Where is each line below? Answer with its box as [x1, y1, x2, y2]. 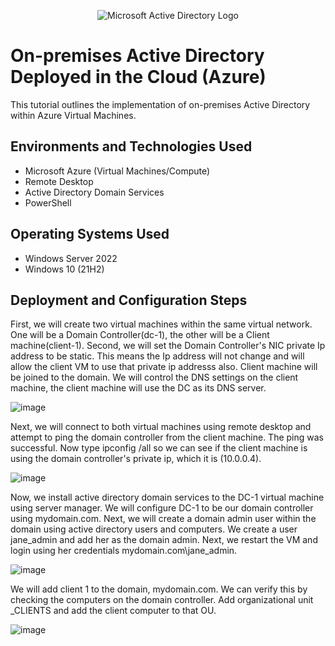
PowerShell [24, 196, 72, 209]
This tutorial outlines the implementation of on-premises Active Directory [10, 98, 311, 110]
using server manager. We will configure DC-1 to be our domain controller [10, 502, 314, 514]
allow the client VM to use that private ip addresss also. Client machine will [10, 361, 318, 373]
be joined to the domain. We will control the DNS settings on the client [10, 371, 299, 384]
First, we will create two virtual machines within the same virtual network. [10, 318, 313, 330]
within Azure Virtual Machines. [10, 109, 137, 121]
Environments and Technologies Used [10, 138, 253, 155]
